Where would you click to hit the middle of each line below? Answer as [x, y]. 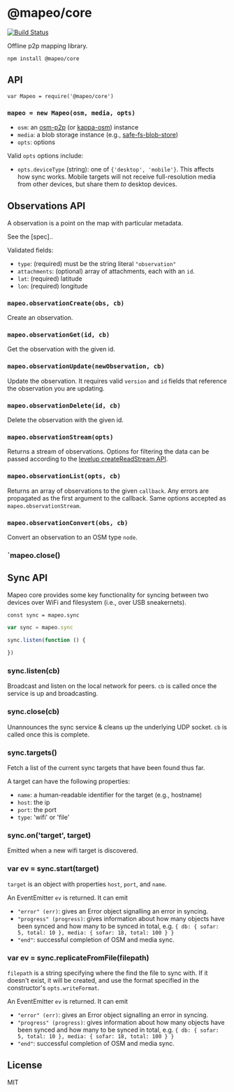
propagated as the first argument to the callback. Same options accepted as [117, 498]
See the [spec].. [30, 237]
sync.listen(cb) [34, 671]
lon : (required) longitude [53, 286]
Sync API [27, 578]
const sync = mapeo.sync [43, 615]
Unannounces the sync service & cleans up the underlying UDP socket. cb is [117, 727]
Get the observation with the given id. [61, 349]
